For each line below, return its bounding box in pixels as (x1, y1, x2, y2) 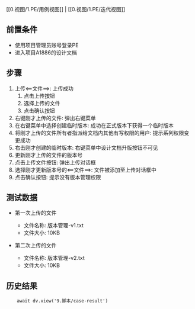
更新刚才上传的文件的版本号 (14, 151, 83, 159)
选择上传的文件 (23, 99, 60, 107)
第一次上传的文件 (14, 210, 57, 217)
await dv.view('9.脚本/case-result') (17, 298, 108, 304)
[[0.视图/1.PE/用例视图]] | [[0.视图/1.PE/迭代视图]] (6, 6, 126, 12)
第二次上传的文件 (14, 242, 57, 249)
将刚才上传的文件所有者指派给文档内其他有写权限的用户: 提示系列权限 (14, 129, 184, 136)
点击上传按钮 (23, 92, 55, 99)
